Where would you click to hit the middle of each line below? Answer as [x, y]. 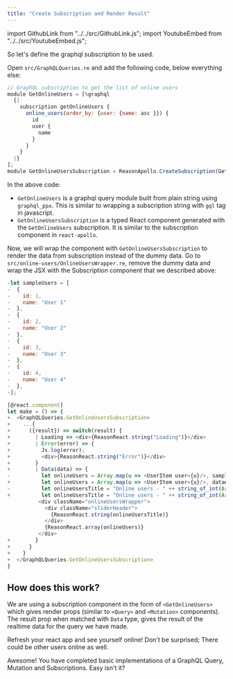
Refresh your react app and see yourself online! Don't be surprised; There [113, 640]
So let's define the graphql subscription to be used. [80, 54]
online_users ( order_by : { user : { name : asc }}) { [97, 114]
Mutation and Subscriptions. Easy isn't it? [66, 668]
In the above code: [34, 184]
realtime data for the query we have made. [68, 626]
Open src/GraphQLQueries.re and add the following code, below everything [115, 67]
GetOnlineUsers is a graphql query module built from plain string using [117, 197]
